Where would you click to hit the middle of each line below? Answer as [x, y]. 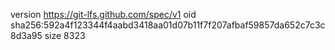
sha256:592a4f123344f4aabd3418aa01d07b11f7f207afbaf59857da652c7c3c [168, 25]
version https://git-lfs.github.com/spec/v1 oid [103, 14]
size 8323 [65, 35]
